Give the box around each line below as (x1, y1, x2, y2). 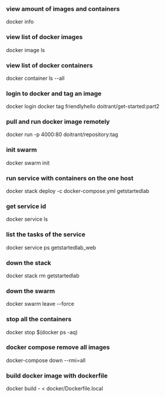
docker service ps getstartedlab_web (6, 244, 96, 251)
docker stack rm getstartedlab (6, 272, 80, 279)
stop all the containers (6, 315, 72, 324)
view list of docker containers (6, 61, 93, 69)
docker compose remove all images (6, 343, 110, 351)
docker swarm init (6, 159, 50, 166)
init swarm (6, 146, 37, 154)
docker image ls (6, 46, 45, 53)
